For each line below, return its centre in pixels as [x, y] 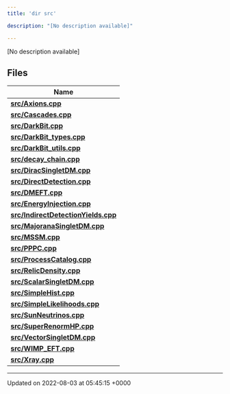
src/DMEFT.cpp [37, 193]
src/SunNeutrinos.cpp [48, 315]
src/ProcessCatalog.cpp [51, 260]
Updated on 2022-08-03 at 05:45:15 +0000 [69, 383]
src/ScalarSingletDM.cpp [52, 282]
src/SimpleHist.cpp [43, 293]
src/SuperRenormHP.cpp [52, 326]
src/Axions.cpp [36, 103]
